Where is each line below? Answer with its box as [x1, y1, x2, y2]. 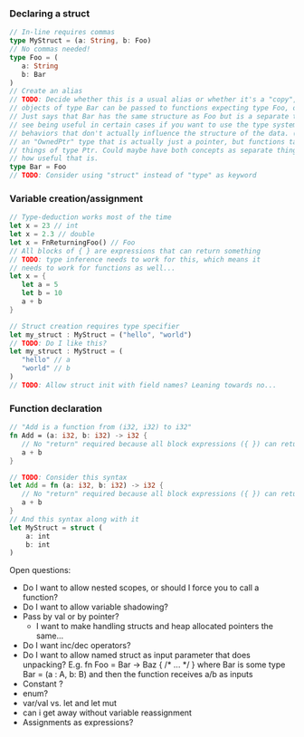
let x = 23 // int [9, 221, 79, 231]
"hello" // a [21, 356, 71, 365]
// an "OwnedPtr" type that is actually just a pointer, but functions [9, 137, 285, 147]
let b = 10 [21, 289, 63, 298]
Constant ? [22, 678, 63, 690]
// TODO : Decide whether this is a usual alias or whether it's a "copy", [9, 95, 298, 104]
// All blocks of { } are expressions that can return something [9, 246, 261, 255]
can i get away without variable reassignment [22, 707, 193, 718]
